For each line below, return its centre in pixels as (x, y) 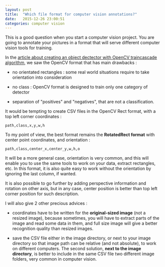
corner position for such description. (42, 194)
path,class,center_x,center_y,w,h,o (42, 149)
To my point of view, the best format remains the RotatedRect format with (80, 135)
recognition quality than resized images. (53, 229)
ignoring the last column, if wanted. (41, 174)
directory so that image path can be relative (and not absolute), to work (84, 243)
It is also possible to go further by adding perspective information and (76, 183)
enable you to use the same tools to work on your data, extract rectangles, (80, 164)
